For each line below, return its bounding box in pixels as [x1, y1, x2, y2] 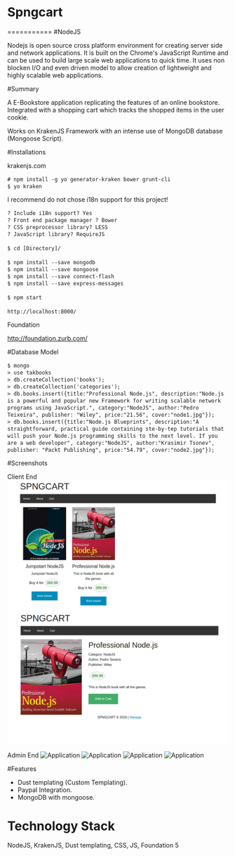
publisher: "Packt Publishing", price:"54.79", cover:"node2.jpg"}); [7, 446, 215, 453]
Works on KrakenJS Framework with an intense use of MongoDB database [7, 127, 223, 135]
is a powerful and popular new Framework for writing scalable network [7, 397, 221, 404]
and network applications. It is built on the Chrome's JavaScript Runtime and [7, 48, 229, 57]
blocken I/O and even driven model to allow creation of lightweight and [7, 63, 212, 72]
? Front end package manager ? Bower [7, 216, 118, 223]
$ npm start [7, 294, 42, 301]
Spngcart [7, 4, 63, 20]
